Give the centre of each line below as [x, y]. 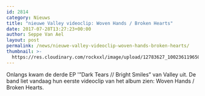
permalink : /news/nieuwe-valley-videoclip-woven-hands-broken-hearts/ [98, 46]
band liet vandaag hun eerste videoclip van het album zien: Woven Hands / [100, 81]
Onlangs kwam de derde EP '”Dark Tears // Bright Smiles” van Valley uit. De [101, 74]
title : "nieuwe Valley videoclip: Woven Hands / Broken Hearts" [90, 23]
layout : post [23, 40]
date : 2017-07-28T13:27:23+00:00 [49, 29]
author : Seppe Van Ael [35, 35]
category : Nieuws [28, 18]
